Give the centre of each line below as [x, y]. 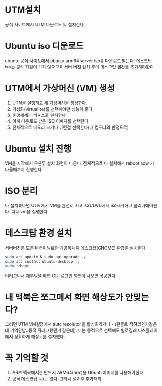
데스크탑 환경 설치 [39, 233]
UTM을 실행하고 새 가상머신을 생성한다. [50, 103]
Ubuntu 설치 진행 [38, 149]
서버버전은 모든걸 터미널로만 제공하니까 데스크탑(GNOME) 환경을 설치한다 [75, 248]
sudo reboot [17, 266]
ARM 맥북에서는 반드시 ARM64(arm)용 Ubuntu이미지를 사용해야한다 [78, 373]
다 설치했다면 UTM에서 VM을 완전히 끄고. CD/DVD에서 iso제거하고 [69, 205]
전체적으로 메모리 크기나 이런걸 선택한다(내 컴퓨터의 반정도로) [71, 127]
